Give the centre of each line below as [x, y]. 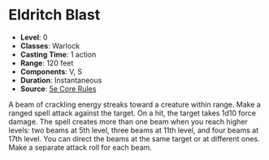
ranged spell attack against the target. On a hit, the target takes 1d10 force [132, 113]
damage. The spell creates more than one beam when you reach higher [128, 121]
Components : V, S [51, 71]
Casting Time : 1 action [58, 54]
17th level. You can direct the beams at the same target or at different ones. [134, 138]
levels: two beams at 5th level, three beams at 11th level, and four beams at [134, 130]
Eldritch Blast [54, 15]
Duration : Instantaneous [61, 80]
